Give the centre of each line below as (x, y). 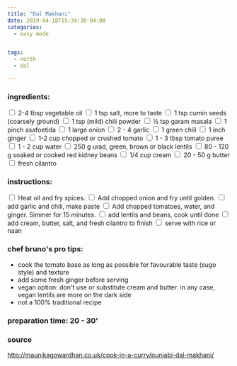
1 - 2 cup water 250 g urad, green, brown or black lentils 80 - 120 (123, 147)
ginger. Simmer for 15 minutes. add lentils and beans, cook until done (113, 215)
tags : (15, 53)
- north (25, 59)
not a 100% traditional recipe (59, 302)
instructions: (30, 182)
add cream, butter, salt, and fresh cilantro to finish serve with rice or (112, 223)
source (20, 339)
